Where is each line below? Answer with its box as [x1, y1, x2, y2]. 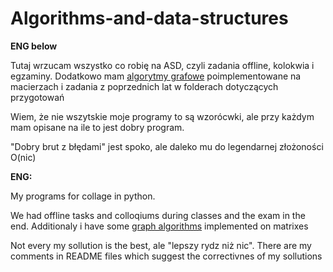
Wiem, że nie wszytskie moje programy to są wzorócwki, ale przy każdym [10, 110, 315, 122]
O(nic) [10, 151, 37, 163]
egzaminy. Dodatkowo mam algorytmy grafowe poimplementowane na [10, 70, 302, 82]
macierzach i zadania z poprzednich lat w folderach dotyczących [10, 80, 279, 92]
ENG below [10, 40, 58, 52]
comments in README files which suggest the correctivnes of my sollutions [10, 250, 323, 262]
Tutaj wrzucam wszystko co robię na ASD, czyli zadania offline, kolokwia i [10, 59, 315, 71]
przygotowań [10, 91, 65, 103]
